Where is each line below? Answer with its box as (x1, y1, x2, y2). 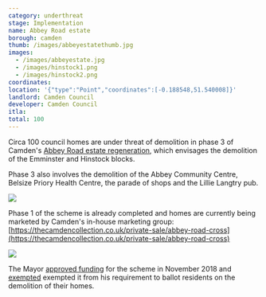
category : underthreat (8, 11, 84, 20)
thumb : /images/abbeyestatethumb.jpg (8, 41, 134, 49)
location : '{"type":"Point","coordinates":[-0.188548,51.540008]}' (8, 85, 237, 94)
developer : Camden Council (8, 100, 98, 108)
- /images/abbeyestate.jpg (15, 57, 105, 64)
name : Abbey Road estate (8, 26, 91, 34)
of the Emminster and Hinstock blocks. (8, 154, 135, 163)
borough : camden (8, 33, 62, 42)
